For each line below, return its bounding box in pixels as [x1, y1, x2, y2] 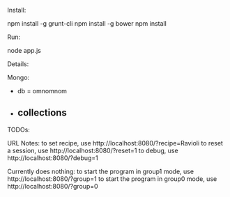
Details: [7, 60, 29, 68]
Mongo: [7, 73, 30, 81]
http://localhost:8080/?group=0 [7, 182, 99, 190]
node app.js [7, 47, 42, 54]
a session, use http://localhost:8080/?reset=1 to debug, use [7, 146, 179, 155]
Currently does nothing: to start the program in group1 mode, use [7, 167, 194, 175]
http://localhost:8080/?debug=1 [7, 153, 99, 162]
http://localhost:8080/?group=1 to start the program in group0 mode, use [7, 174, 217, 183]
